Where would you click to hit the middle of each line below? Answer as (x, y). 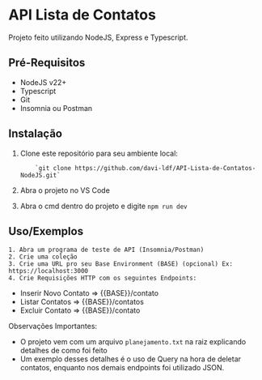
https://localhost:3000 (49, 271)
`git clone (53, 168)
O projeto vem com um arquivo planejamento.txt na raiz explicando (133, 342)
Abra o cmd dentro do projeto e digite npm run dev (104, 206)
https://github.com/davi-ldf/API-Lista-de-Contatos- (165, 168)
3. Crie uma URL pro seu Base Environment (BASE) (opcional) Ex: (120, 264)
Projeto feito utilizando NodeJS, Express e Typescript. (98, 37)
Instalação (36, 134)
